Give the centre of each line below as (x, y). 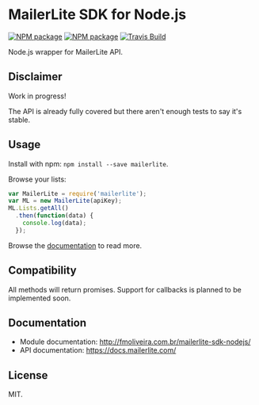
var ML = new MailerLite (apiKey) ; (65, 201)
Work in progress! (37, 96)
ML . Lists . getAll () (38, 208)
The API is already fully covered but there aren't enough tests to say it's (125, 111)
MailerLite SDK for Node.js (97, 15)
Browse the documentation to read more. (75, 245)
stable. (19, 120)
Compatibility (42, 271)
